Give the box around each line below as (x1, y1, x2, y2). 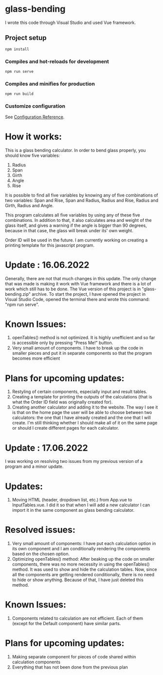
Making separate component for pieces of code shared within (12, 654, 136, 660)
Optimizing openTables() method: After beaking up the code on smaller (12, 556, 155, 562)
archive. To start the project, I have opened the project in (31, 291, 146, 297)
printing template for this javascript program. (5, 242, 95, 248)
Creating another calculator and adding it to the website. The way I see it (12, 404, 158, 410)
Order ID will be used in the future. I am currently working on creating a (5, 237, 148, 243)
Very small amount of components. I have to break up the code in (12, 345, 144, 351)
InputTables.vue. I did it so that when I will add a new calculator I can (12, 502, 150, 508)
